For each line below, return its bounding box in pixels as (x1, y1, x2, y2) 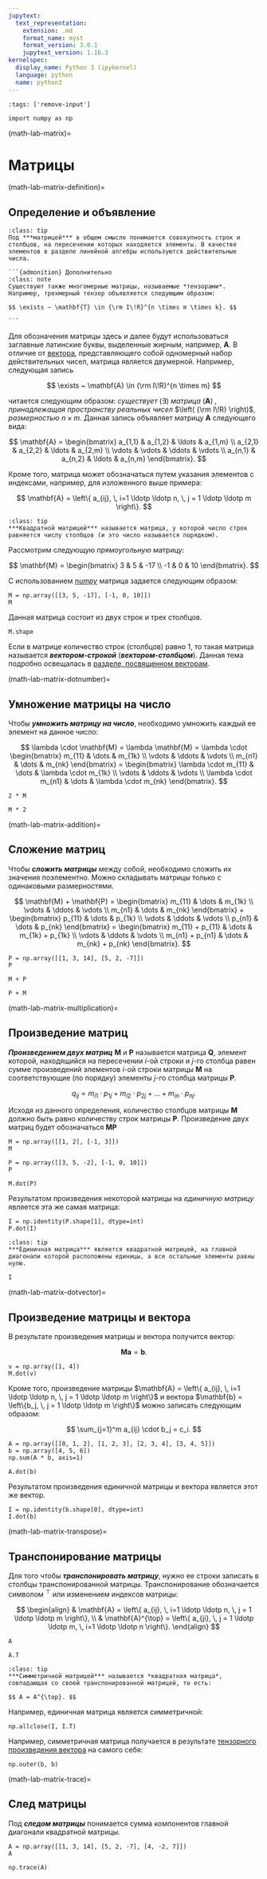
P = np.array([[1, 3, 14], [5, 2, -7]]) (8, 954, 145, 962)
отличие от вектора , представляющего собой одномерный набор (8, 349, 233, 358)
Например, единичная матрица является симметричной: (8, 1707, 203, 1716)
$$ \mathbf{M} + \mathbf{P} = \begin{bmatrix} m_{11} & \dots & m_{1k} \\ (14, 896, 253, 906)
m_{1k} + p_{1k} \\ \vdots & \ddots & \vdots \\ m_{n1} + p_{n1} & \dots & (19, 930, 249, 939)
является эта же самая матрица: (8, 1202, 120, 1212)
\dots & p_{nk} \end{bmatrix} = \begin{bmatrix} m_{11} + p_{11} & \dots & (15, 922, 253, 932)
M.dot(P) (8, 1180, 37, 1188)
